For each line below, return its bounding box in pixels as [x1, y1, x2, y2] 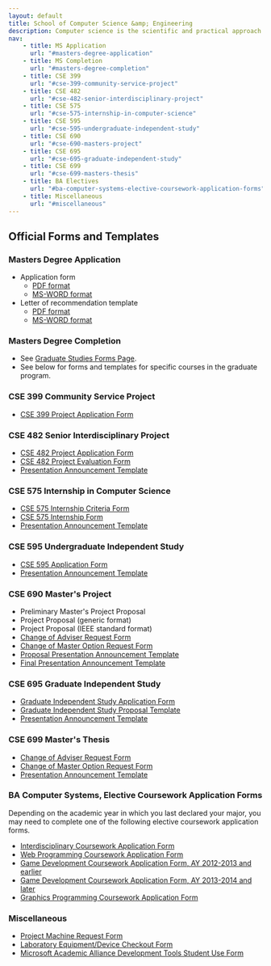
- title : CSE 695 [23, 147, 81, 155]
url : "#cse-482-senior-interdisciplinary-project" [29, 95, 204, 103]
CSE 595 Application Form [19, 559, 108, 569]
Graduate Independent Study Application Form [19, 697, 176, 707]
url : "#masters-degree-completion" [29, 65, 150, 73]
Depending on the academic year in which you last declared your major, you [8, 808, 261, 817]
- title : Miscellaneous [23, 192, 103, 200]
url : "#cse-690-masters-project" [29, 139, 143, 148]
